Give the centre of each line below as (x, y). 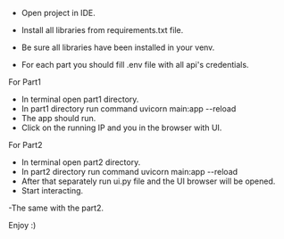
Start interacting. (52, 190)
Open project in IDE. (58, 13)
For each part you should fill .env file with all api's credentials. (135, 65)
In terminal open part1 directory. (80, 99)
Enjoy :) (22, 225)
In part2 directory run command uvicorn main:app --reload (129, 172)
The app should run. (58, 118)
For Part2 (25, 145)
